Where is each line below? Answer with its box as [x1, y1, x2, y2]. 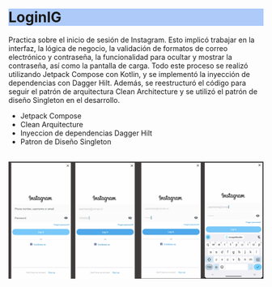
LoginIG [8, 8, 62, 27]
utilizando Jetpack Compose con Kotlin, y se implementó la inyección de [8, 69, 251, 79]
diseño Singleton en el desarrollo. [8, 95, 120, 105]
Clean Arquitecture [19, 119, 83, 129]
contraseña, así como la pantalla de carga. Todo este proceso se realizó [8, 61, 249, 71]
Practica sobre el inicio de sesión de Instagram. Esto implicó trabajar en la [8, 35, 255, 45]
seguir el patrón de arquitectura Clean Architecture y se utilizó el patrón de [8, 86, 257, 96]
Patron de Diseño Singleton [19, 136, 112, 146]
